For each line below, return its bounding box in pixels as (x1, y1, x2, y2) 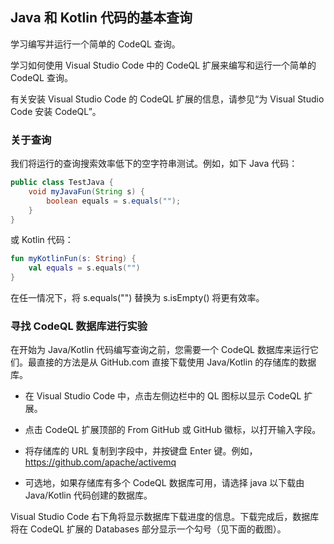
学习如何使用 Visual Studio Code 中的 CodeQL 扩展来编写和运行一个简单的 (10, 59, 317, 71)
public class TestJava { (10, 178, 114, 188)
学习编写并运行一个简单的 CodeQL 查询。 (10, 38, 181, 50)
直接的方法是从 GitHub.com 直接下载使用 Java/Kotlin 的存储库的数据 (36, 356, 317, 368)
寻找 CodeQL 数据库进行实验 (10, 319, 148, 333)
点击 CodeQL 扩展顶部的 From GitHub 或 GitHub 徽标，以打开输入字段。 (24, 424, 322, 436)
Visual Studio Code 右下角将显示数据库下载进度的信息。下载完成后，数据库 (10, 511, 320, 523)
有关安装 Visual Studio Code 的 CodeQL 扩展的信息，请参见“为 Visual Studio (10, 93, 325, 105)
